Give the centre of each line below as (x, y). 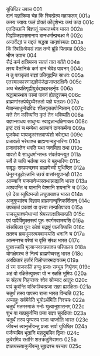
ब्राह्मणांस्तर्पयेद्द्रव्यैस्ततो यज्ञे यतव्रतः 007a (43, 102)
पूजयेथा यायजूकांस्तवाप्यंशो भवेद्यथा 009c (44, 135)
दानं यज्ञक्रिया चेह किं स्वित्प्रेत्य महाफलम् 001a (48, 16)
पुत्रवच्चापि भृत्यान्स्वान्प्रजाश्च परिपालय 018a (46, 247)
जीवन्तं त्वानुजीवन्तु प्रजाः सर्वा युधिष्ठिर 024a (47, 326)
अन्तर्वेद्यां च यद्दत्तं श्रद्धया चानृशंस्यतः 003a (45, 42)
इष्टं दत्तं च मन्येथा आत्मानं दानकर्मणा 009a (46, 128)
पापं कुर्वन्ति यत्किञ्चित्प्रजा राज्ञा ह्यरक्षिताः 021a (49, 287)
